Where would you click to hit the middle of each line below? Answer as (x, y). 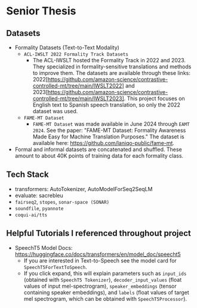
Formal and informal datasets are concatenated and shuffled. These (98, 149)
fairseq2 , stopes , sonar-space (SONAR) (62, 201)
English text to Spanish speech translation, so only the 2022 (107, 105)
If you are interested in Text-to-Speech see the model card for (100, 260)
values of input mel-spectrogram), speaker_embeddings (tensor (100, 286)
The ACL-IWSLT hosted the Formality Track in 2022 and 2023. (109, 60)
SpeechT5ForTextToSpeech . (56, 267)
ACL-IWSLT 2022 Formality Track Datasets (76, 55)
